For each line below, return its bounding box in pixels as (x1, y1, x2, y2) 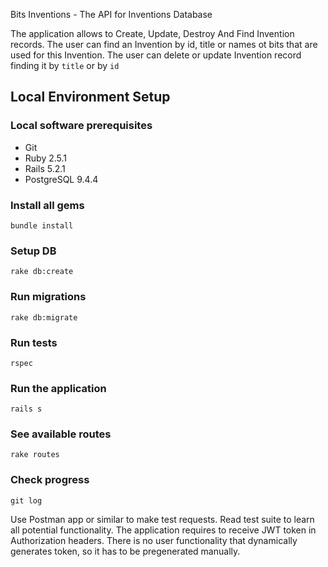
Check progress (10, 473, 90, 487)
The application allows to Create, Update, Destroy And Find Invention (10, 28, 295, 39)
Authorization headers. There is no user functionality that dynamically (10, 534, 298, 546)
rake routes (10, 450, 60, 460)
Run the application (10, 381, 107, 395)
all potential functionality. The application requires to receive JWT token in (10, 524, 317, 536)
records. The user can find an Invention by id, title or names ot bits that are (10, 39, 318, 50)
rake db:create (10, 267, 74, 277)
